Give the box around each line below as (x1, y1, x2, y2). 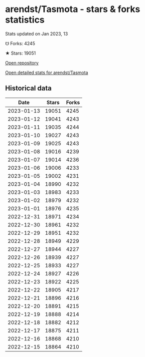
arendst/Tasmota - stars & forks (5, 4, 141, 15)
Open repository (5, 60, 39, 66)
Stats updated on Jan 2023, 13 (5, 31, 68, 37)
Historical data (5, 84, 52, 93)
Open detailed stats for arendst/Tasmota (5, 69, 88, 76)
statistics (5, 14, 45, 26)
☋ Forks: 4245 (5, 40, 35, 46)
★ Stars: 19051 (5, 50, 36, 56)
